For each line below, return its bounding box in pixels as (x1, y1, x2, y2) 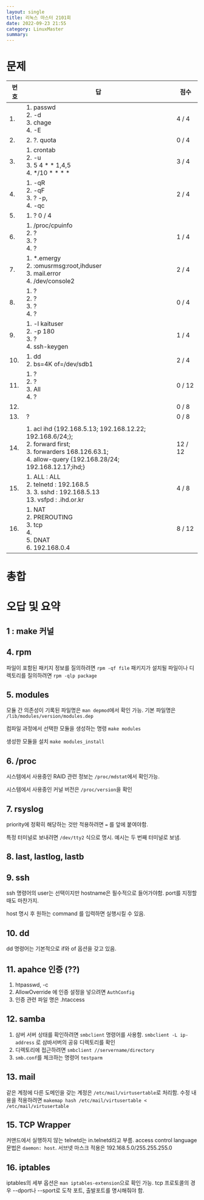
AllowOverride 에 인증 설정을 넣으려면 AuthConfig (15, 988, 135, 995)
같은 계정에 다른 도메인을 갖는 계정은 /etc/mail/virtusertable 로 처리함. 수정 (6, 1088, 190, 1096)
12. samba (6, 1014, 46, 1024)
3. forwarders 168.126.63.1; (26, 447, 109, 456)
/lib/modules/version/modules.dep (6, 714, 94, 720)
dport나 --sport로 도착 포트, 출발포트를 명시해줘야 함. (17, 1187, 144, 1195)
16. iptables (6, 1162, 50, 1173)
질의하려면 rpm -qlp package (27, 672, 97, 679)
